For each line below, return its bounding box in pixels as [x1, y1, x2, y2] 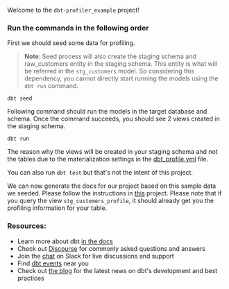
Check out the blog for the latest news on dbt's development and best [17, 266, 218, 274]
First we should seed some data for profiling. [7, 39, 135, 47]
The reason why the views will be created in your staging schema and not [7, 148, 218, 156]
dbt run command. [24, 82, 78, 90]
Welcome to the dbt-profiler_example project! [7, 6, 140, 14]
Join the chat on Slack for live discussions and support [17, 252, 175, 260]
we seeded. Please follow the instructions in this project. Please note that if [7, 189, 222, 198]
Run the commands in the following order [7, 23, 149, 33]
